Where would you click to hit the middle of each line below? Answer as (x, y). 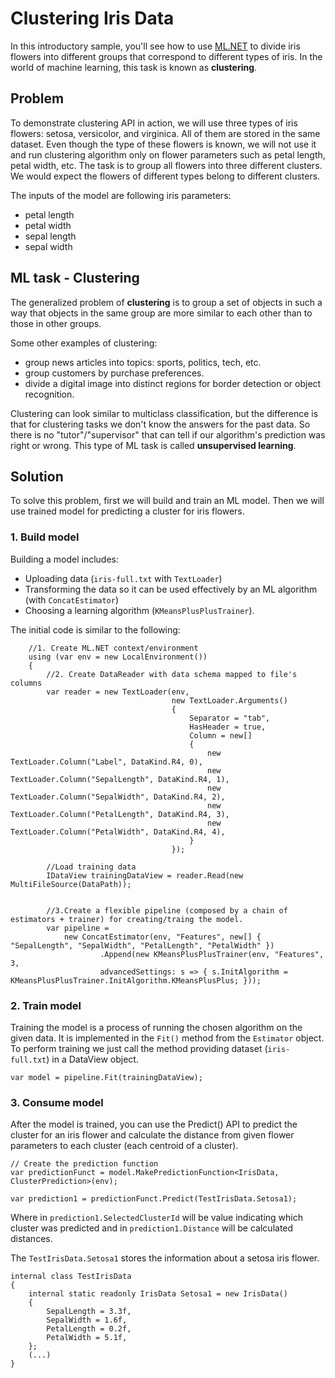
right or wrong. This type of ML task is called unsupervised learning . (153, 445)
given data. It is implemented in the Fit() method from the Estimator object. (167, 1038)
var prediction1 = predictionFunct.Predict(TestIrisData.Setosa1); (154, 1199)
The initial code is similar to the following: (95, 629)
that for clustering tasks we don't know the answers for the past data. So (160, 424)
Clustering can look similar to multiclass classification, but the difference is (164, 413)
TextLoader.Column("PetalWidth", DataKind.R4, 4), (118, 832)
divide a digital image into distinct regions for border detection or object (173, 383)
